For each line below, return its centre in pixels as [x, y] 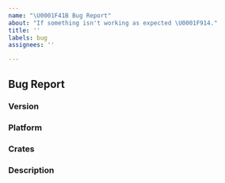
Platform [25, 128]
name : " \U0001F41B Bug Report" [60, 15]
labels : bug [28, 38]
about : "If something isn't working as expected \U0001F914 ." [113, 23]
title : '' [25, 30]
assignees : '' [32, 45]
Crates [21, 149]
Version [24, 106]
